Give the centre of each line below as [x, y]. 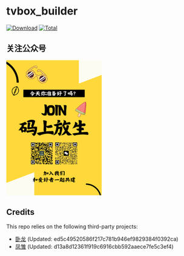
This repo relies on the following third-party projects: [72, 227]
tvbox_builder [42, 11]
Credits [21, 212]
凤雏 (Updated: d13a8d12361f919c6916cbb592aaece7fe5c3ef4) [94, 247]
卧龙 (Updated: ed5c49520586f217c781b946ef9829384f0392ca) [97, 239]
